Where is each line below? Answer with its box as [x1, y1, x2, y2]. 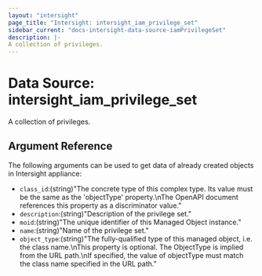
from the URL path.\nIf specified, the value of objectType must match [19, 250, 244, 260]
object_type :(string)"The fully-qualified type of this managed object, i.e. [19, 234, 253, 243]
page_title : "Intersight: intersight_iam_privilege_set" [8, 19, 198, 27]
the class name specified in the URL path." [19, 259, 157, 268]
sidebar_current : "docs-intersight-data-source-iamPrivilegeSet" [8, 26, 226, 34]
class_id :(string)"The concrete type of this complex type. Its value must [19, 183, 253, 193]
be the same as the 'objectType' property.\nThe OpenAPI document [19, 192, 239, 202]
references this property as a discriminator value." [19, 201, 182, 210]
